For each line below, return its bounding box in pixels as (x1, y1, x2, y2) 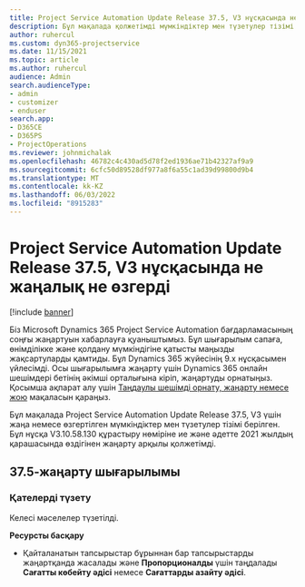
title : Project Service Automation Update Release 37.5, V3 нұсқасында (9, 13, 286, 23)
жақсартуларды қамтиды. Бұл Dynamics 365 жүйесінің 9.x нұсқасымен (9, 353, 287, 364)
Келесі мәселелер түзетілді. (9, 512, 120, 523)
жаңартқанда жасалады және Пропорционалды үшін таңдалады (22, 557, 278, 568)
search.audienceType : (9, 81, 92, 90)
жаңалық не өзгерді (9, 277, 171, 298)
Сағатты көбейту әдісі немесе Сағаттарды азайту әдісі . (22, 566, 247, 577)
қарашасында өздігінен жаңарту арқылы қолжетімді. (9, 437, 216, 449)
